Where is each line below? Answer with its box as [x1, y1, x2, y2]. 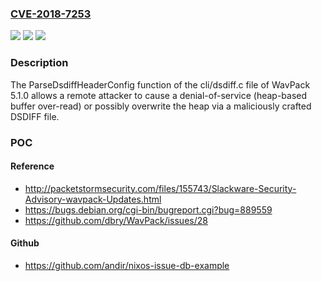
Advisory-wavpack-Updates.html [24, 193, 162, 205]
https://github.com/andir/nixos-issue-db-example [24, 259, 230, 271]
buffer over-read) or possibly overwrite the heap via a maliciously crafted [10, 100, 312, 112]
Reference [10, 160, 55, 172]
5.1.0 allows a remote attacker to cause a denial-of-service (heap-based [10, 89, 308, 101]
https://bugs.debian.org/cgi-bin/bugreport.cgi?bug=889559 [24, 203, 273, 216]
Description [10, 56, 69, 70]
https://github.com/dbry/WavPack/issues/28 [24, 214, 208, 226]
